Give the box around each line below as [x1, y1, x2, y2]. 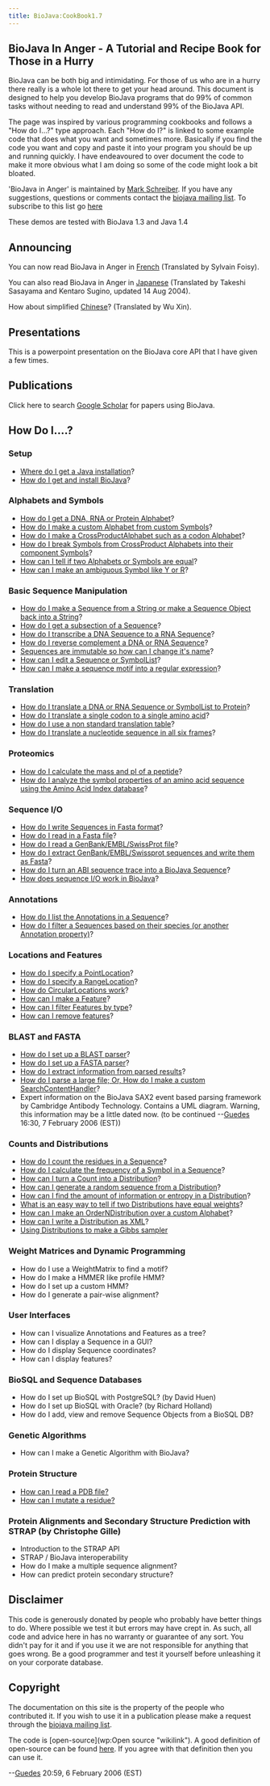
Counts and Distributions [8, 1138, 109, 1149]
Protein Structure [8, 1468, 78, 1480]
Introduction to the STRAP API [19, 1544, 120, 1554]
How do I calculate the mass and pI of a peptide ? [19, 766, 183, 776]
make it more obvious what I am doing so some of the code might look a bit [8, 160, 258, 170]
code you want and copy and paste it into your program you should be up [8, 143, 252, 153]
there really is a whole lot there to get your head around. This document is [8, 84, 254, 94]
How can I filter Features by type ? [19, 1002, 133, 1012]
